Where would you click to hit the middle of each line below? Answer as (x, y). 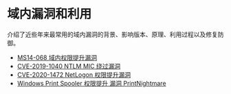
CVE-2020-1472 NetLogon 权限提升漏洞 (74, 74)
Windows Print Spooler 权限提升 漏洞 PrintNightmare (91, 83)
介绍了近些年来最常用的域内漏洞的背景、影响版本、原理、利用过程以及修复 (112, 34)
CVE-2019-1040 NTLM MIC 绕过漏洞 (69, 66)
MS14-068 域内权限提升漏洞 (57, 57)
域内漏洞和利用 (49, 14)
